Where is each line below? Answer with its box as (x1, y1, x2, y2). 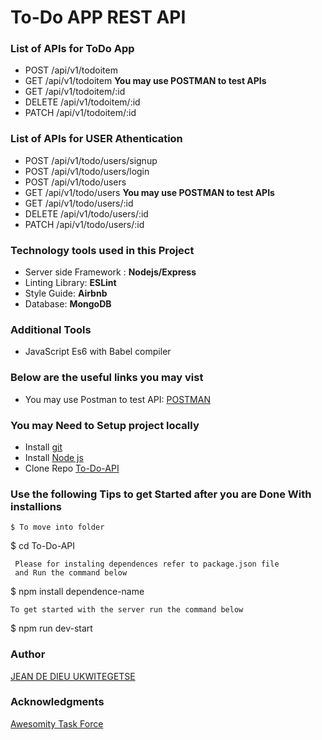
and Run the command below (14, 568, 128, 578)
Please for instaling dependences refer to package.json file (14, 559, 280, 570)
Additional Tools (10, 323, 92, 336)
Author (10, 647, 46, 661)
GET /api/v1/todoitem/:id (24, 86, 126, 98)
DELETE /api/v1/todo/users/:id (24, 207, 149, 220)
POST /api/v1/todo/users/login (24, 165, 150, 177)
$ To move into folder (10, 522, 105, 533)
